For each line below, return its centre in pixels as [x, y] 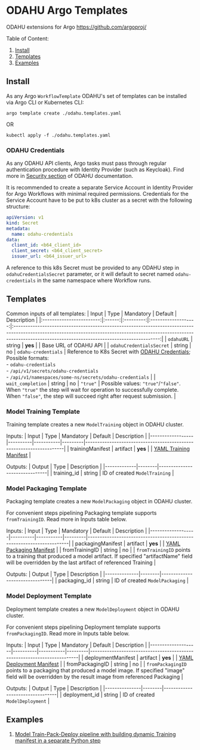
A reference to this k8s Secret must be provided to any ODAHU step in [93, 268]
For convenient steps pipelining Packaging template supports [81, 513]
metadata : [19, 228]
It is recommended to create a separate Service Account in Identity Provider [100, 187]
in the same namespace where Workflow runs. [94, 281]
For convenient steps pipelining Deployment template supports [84, 627]
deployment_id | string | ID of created [109, 694]
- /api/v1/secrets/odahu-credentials [52, 370]
